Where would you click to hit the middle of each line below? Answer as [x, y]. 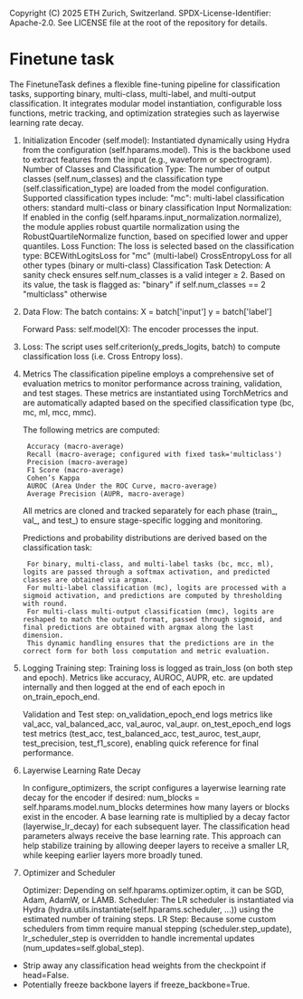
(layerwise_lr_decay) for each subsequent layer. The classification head [156, 826]
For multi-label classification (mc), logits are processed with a [156, 587]
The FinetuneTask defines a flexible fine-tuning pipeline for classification [145, 84]
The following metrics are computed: [91, 430]
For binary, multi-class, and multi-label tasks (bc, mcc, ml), [150, 564]
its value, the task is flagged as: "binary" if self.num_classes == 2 [144, 284]
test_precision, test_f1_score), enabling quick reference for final [141, 743]
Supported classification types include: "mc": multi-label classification [153, 197]
